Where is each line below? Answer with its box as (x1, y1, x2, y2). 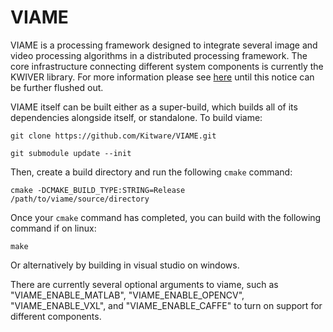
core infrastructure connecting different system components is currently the (10, 60, 324, 72)
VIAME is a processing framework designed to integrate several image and (10, 39, 318, 51)
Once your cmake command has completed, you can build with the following (10, 211, 322, 223)
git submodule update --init (10, 148, 132, 158)
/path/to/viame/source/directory (10, 194, 150, 204)
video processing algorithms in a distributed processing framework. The (10, 49, 308, 61)
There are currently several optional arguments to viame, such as (10, 278, 279, 290)
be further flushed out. (10, 81, 104, 93)
